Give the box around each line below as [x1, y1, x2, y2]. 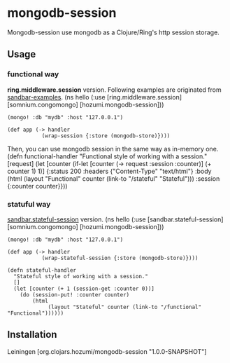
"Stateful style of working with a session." [13, 273, 149, 280]
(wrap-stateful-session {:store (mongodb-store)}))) [41, 254, 199, 261]
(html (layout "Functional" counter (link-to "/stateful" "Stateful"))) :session [7, 174, 220, 183]
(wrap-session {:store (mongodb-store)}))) [41, 132, 171, 139]
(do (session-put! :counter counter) [20, 291, 130, 299]
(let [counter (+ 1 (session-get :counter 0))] [13, 285, 155, 292]
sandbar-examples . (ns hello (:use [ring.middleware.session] [7, 93, 182, 101]
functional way [7, 69, 59, 79]
